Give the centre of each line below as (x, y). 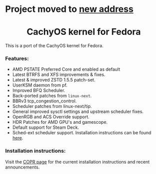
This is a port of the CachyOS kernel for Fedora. (54, 46)
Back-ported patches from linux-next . (52, 96)
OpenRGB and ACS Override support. (51, 117)
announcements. (22, 167)
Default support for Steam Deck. (46, 127)
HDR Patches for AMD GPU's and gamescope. (60, 122)
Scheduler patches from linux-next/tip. (52, 106)
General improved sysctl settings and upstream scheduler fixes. (78, 112)
